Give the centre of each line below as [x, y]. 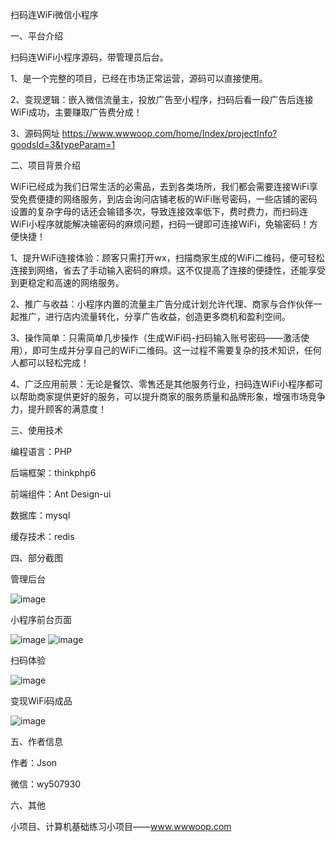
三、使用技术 [36, 430]
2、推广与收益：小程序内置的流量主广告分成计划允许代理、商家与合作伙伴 [162, 304]
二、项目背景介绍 [45, 165]
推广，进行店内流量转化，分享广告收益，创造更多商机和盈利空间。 [154, 316]
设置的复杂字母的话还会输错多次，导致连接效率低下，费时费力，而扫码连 [159, 211]
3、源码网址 [35, 133]
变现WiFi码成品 [41, 701]
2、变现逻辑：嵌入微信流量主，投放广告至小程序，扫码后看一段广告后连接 [162, 99]
